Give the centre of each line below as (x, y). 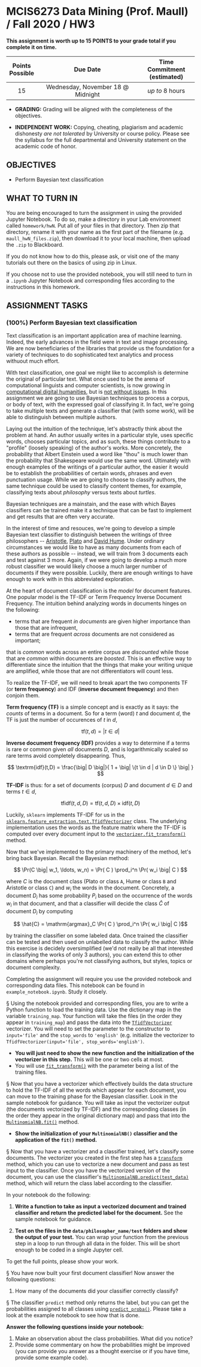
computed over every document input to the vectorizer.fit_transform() (96, 834)
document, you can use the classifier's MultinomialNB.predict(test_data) (98, 1177)
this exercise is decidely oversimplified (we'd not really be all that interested (100, 949)
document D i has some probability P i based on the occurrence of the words (99, 896)
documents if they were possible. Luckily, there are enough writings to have (100, 573)
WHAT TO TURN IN (42, 198)
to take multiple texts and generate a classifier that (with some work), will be (100, 411)
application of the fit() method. (56, 1140)
